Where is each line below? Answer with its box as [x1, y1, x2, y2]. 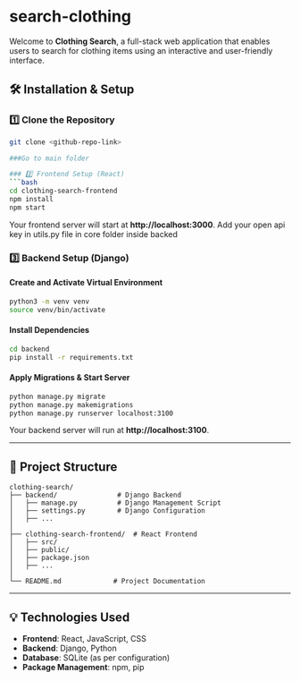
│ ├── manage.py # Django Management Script [9, 498, 221, 507]
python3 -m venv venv [9, 297, 90, 306]
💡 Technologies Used [9, 609, 130, 625]
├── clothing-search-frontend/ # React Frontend [9, 530, 198, 539]
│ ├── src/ [9, 538, 58, 547]
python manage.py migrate [9, 392, 105, 401]
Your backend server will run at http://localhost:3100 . [9, 425, 210, 436]
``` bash [9, 178, 38, 187]
